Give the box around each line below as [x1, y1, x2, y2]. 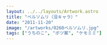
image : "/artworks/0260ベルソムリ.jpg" [6, 25, 99, 31]
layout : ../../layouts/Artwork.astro [6, 8, 99, 15]
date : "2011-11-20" [6, 19, 54, 25]
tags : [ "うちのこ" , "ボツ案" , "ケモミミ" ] [6, 30, 102, 36]
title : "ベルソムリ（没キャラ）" [6, 14, 78, 20]
